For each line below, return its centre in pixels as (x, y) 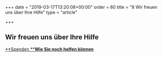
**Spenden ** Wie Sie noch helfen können (49, 49)
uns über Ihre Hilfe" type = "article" (41, 12)
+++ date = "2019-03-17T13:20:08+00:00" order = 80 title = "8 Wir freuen (81, 7)
